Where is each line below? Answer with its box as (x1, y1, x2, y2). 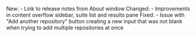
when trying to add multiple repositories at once (6, 24, 124, 31)
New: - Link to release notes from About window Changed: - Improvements (6, 5, 190, 12)
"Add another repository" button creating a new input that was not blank (6, 18, 183, 24)
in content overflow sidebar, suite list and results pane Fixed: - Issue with (6, 11, 185, 18)
